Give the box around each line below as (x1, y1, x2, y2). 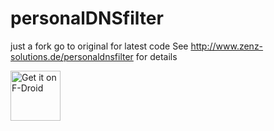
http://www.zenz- (190, 40, 264, 52)
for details (135, 50, 178, 62)
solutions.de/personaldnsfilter (10, 50, 134, 62)
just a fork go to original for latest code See (10, 40, 189, 52)
